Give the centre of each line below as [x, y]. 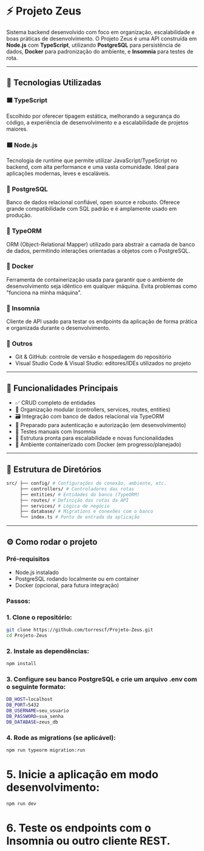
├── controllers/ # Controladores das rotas [77, 489]
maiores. [17, 129]
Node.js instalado [37, 572]
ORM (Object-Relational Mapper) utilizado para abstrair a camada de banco [101, 244]
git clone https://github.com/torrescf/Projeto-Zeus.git [80, 630]
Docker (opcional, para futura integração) [67, 585]
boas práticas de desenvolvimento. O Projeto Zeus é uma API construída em [102, 38]
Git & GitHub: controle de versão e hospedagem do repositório [93, 357]
